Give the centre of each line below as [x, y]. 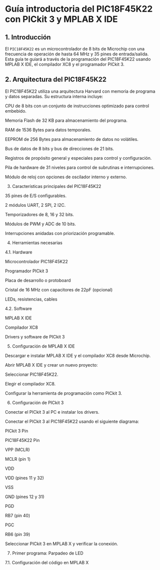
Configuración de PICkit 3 [38, 402]
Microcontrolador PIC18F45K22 [36, 261]
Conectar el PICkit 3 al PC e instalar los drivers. [52, 412]
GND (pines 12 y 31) [25, 497]
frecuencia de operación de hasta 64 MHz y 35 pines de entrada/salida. [77, 54]
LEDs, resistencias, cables [31, 299]
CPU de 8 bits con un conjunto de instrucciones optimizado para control [77, 106]
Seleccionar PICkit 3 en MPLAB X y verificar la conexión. [62, 544]
